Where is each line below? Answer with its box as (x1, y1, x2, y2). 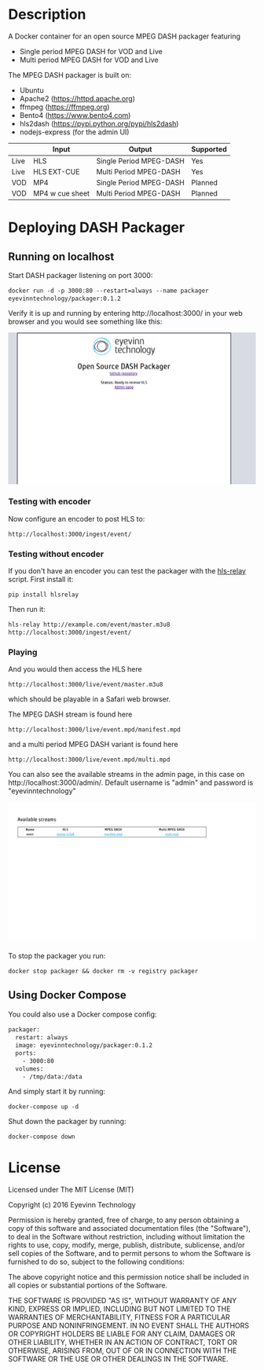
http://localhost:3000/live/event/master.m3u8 (8, 681, 163, 689)
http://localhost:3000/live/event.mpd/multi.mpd (8, 756, 170, 764)
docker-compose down (8, 1133, 76, 1141)
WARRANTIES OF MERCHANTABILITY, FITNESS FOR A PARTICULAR (8, 1312, 230, 1321)
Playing (8, 647, 38, 658)
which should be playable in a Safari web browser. (8, 694, 171, 704)
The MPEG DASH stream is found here (8, 709, 133, 720)
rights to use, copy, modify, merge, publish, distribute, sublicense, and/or (8, 1240, 245, 1250)
